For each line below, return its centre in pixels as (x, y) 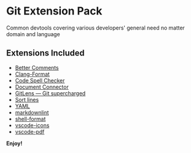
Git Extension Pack (54, 11)
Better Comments (37, 67)
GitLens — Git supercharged (50, 93)
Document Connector (42, 87)
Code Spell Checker (40, 80)
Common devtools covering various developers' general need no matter (95, 28)
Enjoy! (14, 143)
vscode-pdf (30, 131)
